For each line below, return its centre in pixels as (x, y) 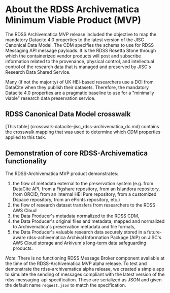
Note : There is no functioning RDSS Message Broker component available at (85, 258)
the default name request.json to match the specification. (66, 285)
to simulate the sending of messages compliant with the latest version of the (85, 274)
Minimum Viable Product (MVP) (73, 20)
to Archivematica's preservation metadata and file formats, (74, 226)
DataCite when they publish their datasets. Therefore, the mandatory (77, 87)
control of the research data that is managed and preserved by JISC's (78, 67)
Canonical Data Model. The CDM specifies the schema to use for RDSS (80, 45)
